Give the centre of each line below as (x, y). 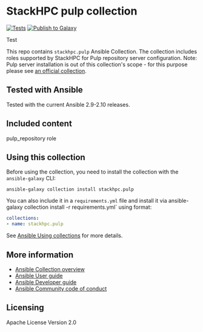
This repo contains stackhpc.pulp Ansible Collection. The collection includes (102, 51)
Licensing (25, 308)
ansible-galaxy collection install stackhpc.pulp (70, 189)
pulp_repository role (31, 138)
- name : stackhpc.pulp (35, 224)
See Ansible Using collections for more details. (65, 235)
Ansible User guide (39, 276)
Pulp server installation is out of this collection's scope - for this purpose (97, 64)
